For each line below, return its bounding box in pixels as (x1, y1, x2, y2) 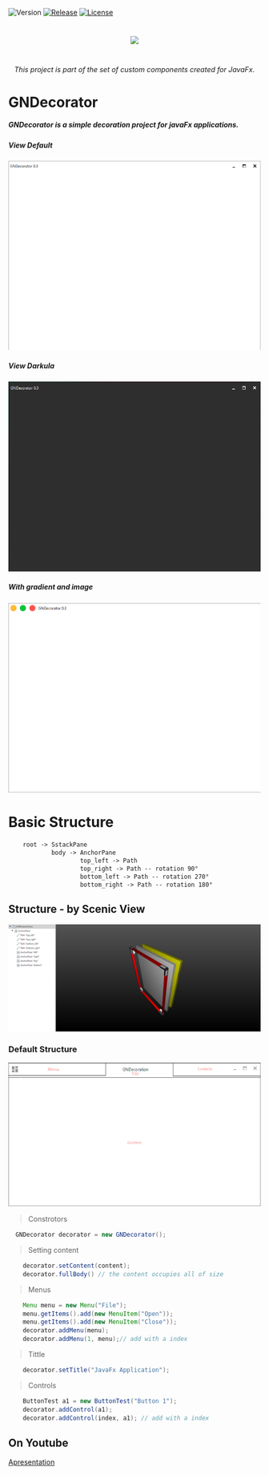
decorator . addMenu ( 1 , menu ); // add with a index (22, 1335, 188, 1343)
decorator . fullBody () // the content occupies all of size (22, 1270, 224, 1278)
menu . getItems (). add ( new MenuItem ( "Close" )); (22, 1318, 178, 1327)
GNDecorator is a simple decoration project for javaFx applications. (8, 120, 239, 130)
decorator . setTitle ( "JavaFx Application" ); (22, 1366, 171, 1375)
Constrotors (27, 1214, 68, 1224)
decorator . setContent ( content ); (22, 1262, 130, 1270)
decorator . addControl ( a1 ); (22, 1405, 113, 1413)
